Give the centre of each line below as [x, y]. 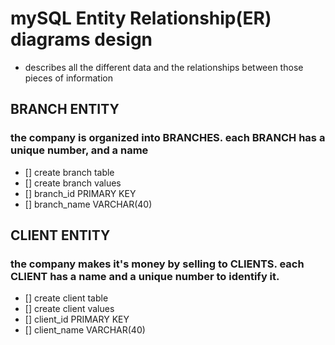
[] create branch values [73, 183]
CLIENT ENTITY [60, 235]
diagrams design [81, 39]
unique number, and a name [79, 150]
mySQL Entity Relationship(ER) [141, 18]
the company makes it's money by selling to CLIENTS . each [157, 264]
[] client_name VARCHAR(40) [85, 330]
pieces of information [69, 78]
